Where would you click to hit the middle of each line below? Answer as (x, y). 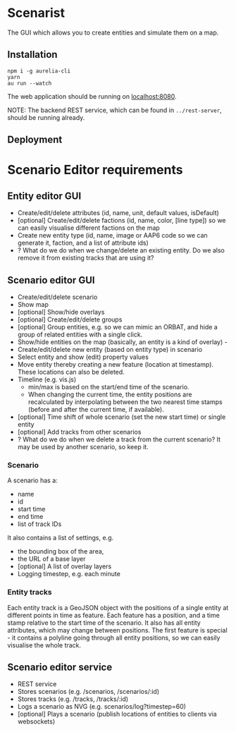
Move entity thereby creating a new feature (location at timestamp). (115, 364)
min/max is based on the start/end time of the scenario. (108, 386)
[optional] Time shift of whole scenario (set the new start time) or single (122, 417)
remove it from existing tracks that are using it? (86, 258)
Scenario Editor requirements (95, 170)
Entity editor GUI (44, 196)
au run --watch (30, 83)
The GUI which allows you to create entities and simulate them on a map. (113, 32)
